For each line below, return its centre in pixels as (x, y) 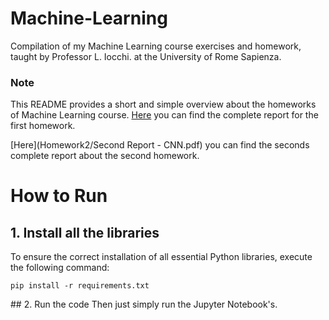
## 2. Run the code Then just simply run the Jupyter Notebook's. (144, 304)
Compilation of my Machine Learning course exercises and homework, (156, 46)
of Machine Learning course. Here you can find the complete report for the (164, 115)
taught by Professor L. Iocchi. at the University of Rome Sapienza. (146, 56)
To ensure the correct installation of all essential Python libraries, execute (161, 257)
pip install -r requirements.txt (80, 286)
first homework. (43, 126)
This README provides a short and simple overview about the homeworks (163, 104)
